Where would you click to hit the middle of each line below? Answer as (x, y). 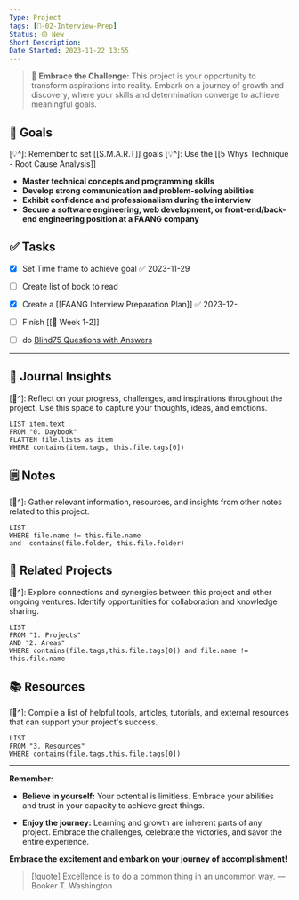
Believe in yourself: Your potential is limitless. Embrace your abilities (148, 796)
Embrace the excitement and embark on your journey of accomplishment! (148, 859)
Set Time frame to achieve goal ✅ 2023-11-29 (106, 268)
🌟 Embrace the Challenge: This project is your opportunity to (143, 76)
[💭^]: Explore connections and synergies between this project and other (141, 592)
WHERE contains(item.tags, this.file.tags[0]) (97, 447)
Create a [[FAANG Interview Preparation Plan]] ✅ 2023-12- (130, 304)
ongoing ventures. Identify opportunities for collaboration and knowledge (143, 601)
